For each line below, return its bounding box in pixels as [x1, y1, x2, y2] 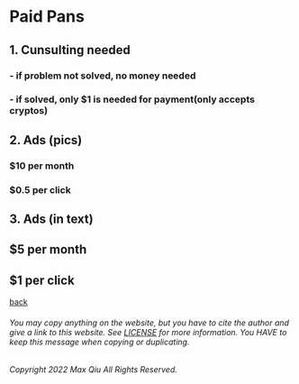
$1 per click [9, 272, 75, 288]
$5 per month [9, 242, 87, 258]
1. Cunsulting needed [9, 42, 131, 58]
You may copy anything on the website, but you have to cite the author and [9, 317, 290, 328]
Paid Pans [9, 6, 86, 27]
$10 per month [9, 160, 75, 172]
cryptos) [9, 105, 48, 117]
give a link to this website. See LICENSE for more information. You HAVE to [9, 326, 287, 337]
